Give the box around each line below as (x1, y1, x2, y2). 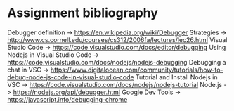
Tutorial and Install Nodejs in (136, 72, 218, 81)
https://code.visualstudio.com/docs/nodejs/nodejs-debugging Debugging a (7, 58, 226, 66)
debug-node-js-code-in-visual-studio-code (7, 72, 135, 81)
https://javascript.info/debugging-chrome (7, 95, 128, 103)
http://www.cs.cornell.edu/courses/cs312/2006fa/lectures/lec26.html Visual (7, 35, 228, 44)
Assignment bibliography (7, 5, 158, 21)
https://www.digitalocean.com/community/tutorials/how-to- (50, 65, 223, 74)
